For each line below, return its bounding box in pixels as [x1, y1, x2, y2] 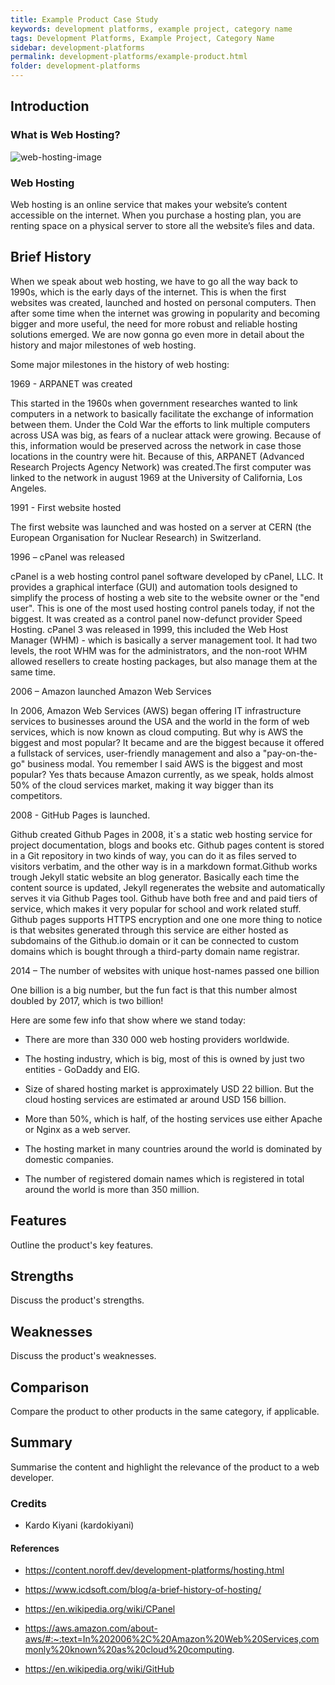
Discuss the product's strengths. [10, 1294, 145, 1306]
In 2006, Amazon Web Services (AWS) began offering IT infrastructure [10, 704, 302, 716]
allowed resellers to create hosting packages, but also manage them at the [10, 655, 318, 667]
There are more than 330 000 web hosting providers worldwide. [24, 1033, 290, 1045]
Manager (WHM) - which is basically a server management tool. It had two [10, 634, 318, 646]
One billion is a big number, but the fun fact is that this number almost [10, 984, 298, 996]
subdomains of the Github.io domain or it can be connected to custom [10, 934, 299, 946]
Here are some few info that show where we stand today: [10, 1014, 247, 1026]
